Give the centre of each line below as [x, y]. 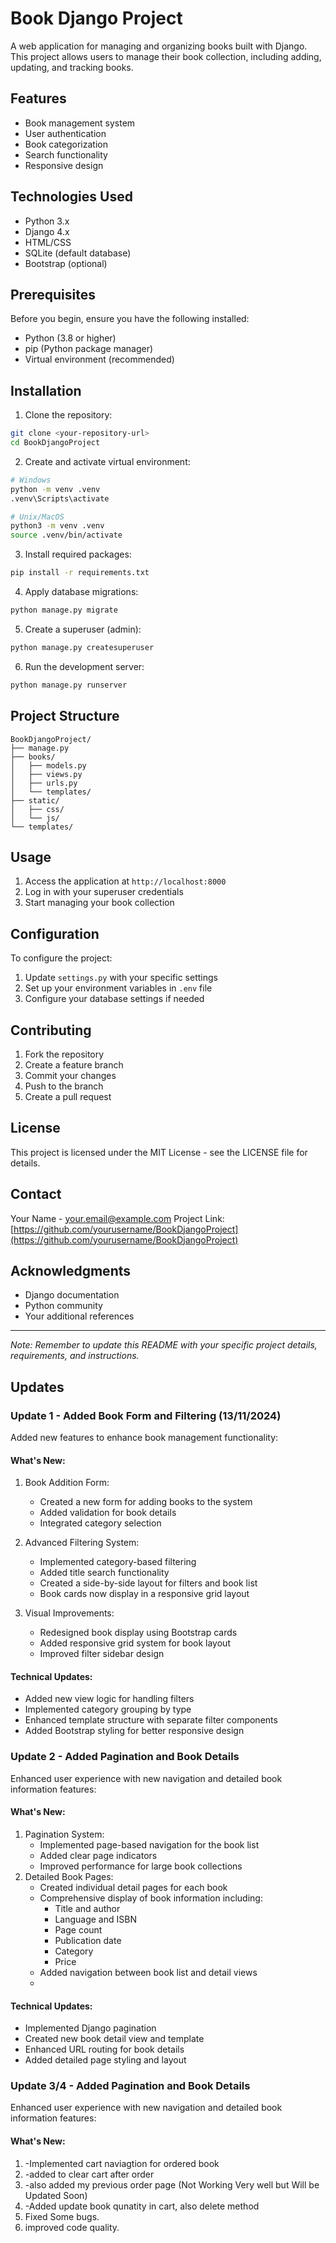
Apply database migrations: [81, 592]
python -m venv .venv [55, 489]
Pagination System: [64, 1834]
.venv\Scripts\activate [60, 498]
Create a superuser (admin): [83, 629]
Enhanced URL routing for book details [104, 2049]
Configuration [55, 933]
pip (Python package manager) [89, 349]
